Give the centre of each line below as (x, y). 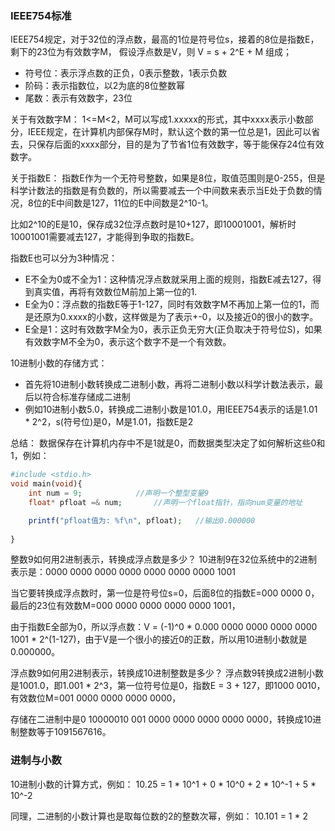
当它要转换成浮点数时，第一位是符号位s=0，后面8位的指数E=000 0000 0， (165, 593)
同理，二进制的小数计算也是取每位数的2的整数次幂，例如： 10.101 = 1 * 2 (159, 816)
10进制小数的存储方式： (59, 363)
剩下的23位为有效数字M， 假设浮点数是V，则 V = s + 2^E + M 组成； (151, 52)
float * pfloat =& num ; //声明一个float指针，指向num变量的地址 (165, 502)
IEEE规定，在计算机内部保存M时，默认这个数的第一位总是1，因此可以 (169, 132)
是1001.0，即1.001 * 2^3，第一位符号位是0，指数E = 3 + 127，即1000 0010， (168, 686)
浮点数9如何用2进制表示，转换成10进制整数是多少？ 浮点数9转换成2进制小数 (167, 673)
